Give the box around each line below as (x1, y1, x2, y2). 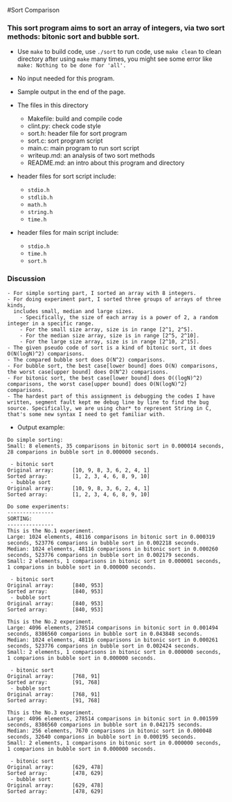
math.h (27, 202, 47, 208)
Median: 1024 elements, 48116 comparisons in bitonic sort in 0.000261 (7, 636, 218, 643)
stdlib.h (27, 194, 53, 202)
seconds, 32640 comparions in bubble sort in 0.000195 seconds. (7, 733, 197, 740)
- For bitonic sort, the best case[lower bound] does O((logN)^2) (7, 374, 203, 382)
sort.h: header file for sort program (27, 130, 127, 138)
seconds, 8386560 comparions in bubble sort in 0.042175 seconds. (7, 721, 203, 728)
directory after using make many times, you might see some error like (17, 55, 213, 63)
